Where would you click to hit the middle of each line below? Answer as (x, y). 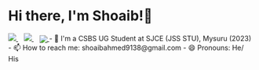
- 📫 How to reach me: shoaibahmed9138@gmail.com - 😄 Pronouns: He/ (126, 48)
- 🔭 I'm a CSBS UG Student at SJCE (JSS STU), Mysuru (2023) (150, 38)
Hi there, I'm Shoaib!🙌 (80, 16)
